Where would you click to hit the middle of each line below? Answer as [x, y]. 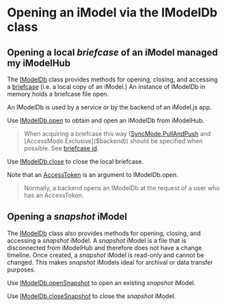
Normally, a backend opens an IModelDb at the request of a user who [122, 188]
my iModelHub [39, 63]
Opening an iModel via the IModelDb [112, 13]
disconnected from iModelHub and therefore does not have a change [105, 248]
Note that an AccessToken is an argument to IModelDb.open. [93, 175]
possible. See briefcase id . [61, 148]
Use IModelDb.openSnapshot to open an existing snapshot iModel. [102, 282]
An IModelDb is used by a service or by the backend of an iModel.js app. [109, 107]
